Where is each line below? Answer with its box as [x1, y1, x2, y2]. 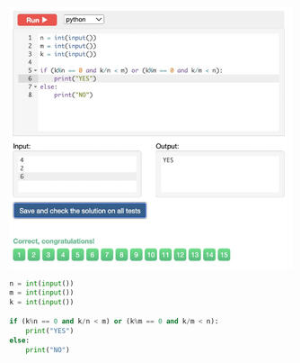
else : [9, 336, 30, 345]
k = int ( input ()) [9, 298, 75, 307]
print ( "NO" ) [25, 345, 70, 354]
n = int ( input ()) [9, 278, 75, 288]
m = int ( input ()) [9, 288, 75, 297]
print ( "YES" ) [25, 326, 75, 335]
